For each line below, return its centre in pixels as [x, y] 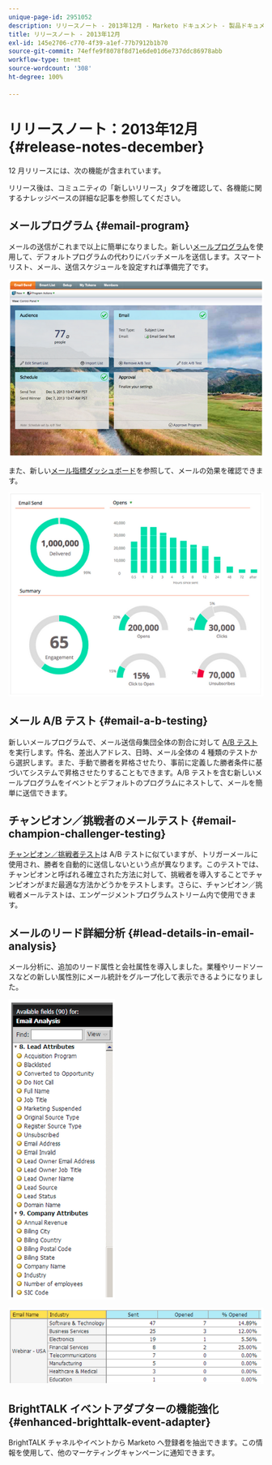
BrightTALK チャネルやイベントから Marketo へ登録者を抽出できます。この [132, 1442]
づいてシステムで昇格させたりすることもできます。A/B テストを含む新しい [132, 772]
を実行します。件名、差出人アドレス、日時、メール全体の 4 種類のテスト [130, 752]
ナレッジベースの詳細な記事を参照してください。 [104, 198]
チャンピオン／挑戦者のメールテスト [99, 820]
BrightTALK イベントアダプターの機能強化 [114, 1409]
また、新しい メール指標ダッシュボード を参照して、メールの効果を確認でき [132, 471]
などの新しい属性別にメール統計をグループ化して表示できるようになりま [136, 977]
